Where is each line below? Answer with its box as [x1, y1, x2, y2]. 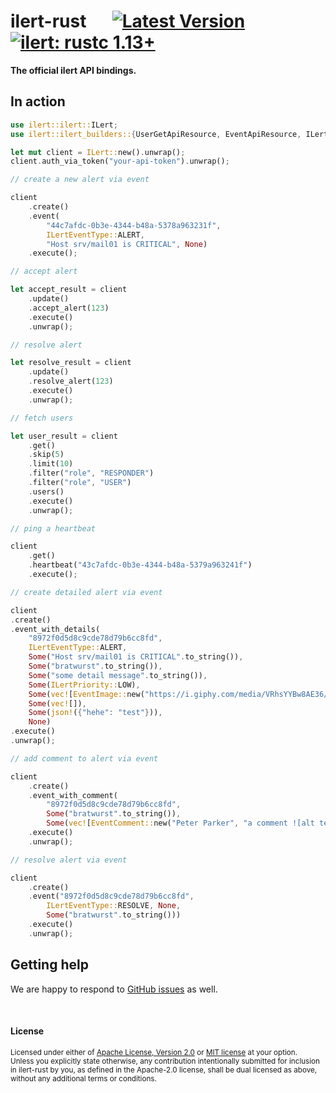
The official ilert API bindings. [10, 64, 137, 76]
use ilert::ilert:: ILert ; [10, 120, 118, 130]
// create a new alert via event [10, 175, 150, 185]
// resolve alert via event [10, 855, 128, 865]
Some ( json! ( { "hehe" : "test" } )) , [28, 708, 163, 718]
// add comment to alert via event [10, 753, 159, 764]
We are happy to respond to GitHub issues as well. [10, 983, 218, 995]
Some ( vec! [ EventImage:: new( [28, 689, 145, 699]
